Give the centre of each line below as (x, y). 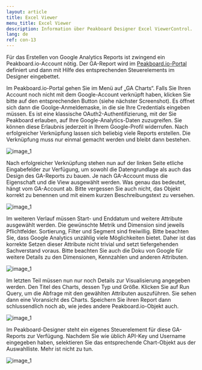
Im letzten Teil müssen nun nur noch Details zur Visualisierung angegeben (98, 281)
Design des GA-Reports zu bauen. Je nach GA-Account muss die (87, 176)
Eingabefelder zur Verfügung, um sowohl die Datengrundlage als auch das (99, 169)
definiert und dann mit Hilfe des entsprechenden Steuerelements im (90, 70)
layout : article (27, 12)
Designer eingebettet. (33, 76)
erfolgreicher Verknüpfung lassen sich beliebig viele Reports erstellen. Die (99, 133)
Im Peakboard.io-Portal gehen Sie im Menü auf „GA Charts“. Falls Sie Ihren (99, 88)
